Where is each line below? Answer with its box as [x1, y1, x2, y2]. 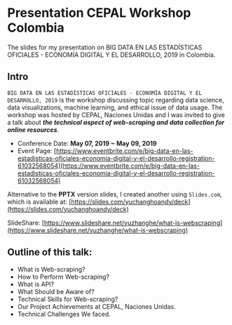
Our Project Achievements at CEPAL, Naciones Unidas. [17, 302, 177, 310]
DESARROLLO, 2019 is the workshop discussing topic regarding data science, [7, 95, 224, 104]
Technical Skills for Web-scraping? [17, 295, 118, 303]
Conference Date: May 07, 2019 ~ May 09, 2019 [17, 139, 157, 147]
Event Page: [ [17, 146, 57, 155]
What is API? [17, 279, 55, 288]
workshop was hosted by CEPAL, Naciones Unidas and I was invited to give [7, 110, 226, 119]
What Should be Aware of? [17, 287, 95, 296]
